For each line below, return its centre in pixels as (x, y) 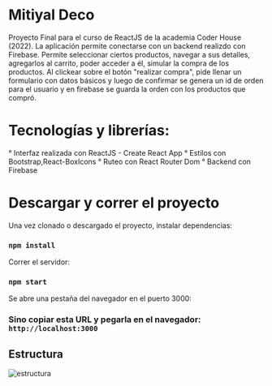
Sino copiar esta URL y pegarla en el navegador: (105, 320)
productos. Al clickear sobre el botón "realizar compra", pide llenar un (125, 71)
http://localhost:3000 (53, 329)
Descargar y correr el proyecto (114, 203)
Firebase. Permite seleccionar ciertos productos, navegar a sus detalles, (129, 54)
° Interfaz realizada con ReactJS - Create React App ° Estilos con (117, 152)
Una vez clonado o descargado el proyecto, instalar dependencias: (121, 225)
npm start (28, 282)
